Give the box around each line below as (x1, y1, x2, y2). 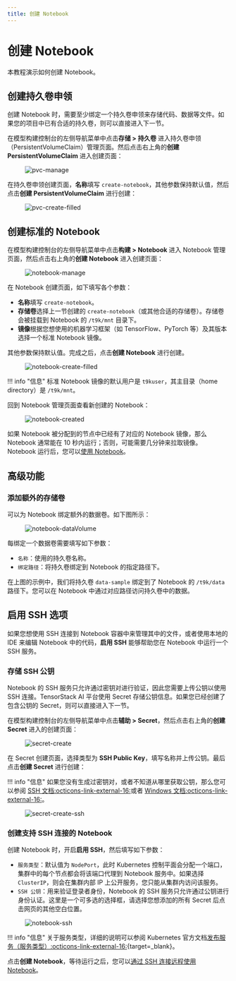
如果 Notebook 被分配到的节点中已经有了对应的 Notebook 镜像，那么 (7, 430, 207, 438)
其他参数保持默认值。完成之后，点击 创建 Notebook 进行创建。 (7, 349, 188, 357)
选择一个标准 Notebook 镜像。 (17, 333, 106, 342)
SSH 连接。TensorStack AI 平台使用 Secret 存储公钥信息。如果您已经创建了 (7, 692, 226, 701)
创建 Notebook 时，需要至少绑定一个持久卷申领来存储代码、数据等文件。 (7, 110, 218, 119)
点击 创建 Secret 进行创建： (7, 762, 86, 771)
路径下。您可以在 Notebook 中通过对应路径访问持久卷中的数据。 (7, 586, 194, 595)
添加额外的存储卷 (7, 493, 66, 502)
